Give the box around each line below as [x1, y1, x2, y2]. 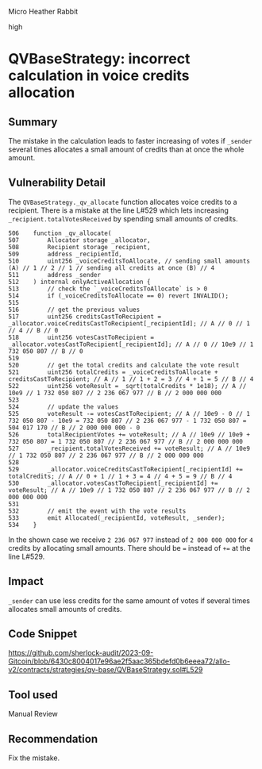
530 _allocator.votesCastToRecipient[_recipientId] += [8, 479, 218, 487]
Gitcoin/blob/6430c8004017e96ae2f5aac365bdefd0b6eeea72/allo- [8, 656, 230, 666]
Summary [8, 115, 58, 129]
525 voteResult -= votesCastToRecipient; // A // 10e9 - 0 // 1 [8, 409, 250, 417]
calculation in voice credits [8, 67, 190, 85]
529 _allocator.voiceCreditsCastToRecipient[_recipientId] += [8, 465, 244, 473]
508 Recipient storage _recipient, [8, 243, 151, 251]
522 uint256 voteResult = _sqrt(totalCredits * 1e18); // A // [8, 382, 247, 390]
